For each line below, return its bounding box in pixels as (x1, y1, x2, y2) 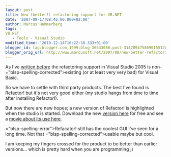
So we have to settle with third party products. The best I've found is (5, 84, 149, 90)
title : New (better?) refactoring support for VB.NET (5, 12, 122, 17)
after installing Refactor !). (5, 95, 59, 101)
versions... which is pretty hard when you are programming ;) (5, 146, 133, 152)
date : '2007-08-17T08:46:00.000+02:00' (5, 17, 90, 22)
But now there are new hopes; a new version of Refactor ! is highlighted (5, 105, 154, 111)
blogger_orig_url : (5, 50, 44, 55)
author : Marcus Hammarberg (5, 21, 63, 27)
